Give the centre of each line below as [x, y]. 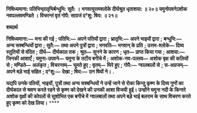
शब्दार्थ [12, 27]
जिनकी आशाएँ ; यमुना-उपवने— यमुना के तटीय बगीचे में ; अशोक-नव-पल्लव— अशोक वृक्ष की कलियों [97, 59]
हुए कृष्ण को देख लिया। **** [33, 103]
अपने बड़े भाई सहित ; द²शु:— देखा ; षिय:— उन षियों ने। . [60, 72]
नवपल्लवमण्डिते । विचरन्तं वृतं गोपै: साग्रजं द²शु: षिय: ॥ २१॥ [62, 15]
